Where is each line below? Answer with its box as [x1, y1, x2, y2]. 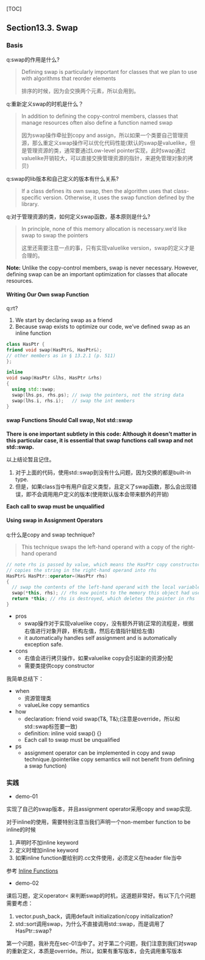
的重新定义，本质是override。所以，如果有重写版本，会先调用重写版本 [6, 947, 182, 955]
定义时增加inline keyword [15, 846, 79, 854]
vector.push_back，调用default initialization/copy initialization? [15, 913, 173, 920]
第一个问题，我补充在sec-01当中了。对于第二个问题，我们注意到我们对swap [6, 940, 197, 947]
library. [21, 200, 40, 207]
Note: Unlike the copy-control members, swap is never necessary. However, [6, 264, 198, 271]
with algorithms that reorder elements [21, 75, 116, 82]
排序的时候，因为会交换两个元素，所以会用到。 [21, 87, 139, 94]
